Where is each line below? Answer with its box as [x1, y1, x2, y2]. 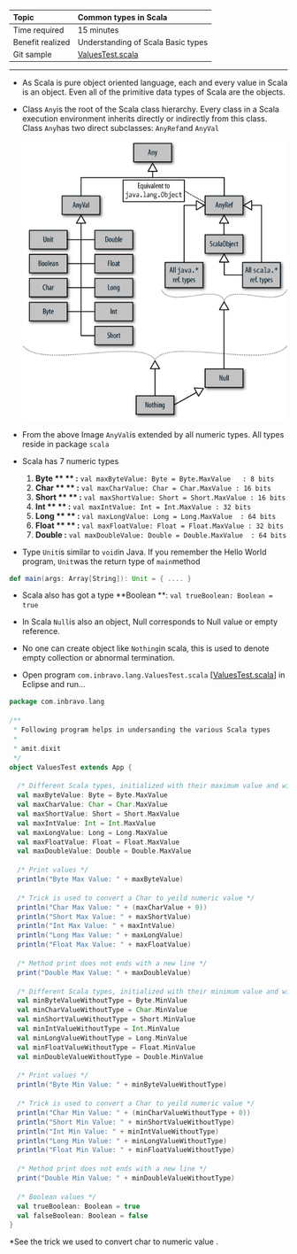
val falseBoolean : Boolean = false [17, 1211, 148, 1220]
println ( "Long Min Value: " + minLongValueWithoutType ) [17, 1136, 227, 1145]
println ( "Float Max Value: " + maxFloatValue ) [17, 940, 192, 949]
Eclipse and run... [21, 679, 86, 690]
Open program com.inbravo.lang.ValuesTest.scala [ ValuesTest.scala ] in [21, 670, 286, 680]
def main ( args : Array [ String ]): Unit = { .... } [9, 574, 192, 583]
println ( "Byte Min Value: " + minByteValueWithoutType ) [17, 1080, 227, 1089]
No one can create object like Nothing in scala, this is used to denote [21, 643, 270, 654]
